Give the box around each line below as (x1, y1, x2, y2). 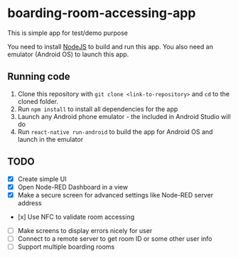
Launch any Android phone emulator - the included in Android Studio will (17, 112, 231, 120)
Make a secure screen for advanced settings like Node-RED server (17, 190, 214, 199)
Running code (7, 71, 71, 83)
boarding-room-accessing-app (7, 5, 196, 21)
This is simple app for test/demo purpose (7, 29, 128, 37)
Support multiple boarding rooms (17, 242, 115, 251)
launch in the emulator (17, 135, 84, 143)
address (17, 198, 42, 207)
